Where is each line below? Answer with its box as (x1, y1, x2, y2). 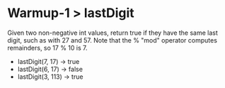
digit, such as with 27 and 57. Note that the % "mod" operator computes (7, 35, 218, 44)
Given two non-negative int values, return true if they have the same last (7, 28, 218, 37)
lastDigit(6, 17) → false (17, 65, 83, 73)
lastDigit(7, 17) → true (17, 57, 80, 65)
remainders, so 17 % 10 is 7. (7, 43, 88, 52)
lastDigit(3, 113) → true (17, 72, 83, 81)
